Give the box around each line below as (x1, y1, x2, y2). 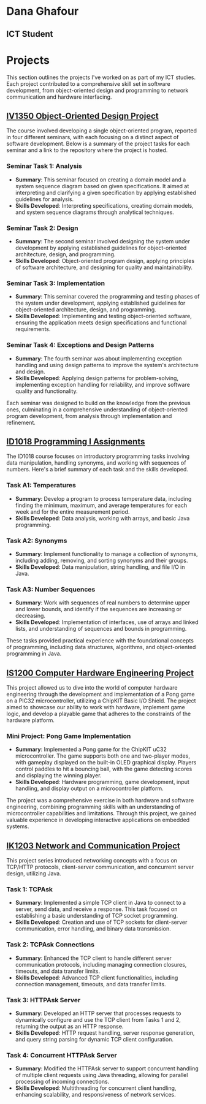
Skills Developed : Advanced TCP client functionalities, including (15, 973, 178, 981)
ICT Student (6, 29, 53, 39)
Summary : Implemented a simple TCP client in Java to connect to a (15, 899, 186, 907)
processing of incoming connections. (15, 1078, 110, 1086)
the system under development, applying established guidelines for (15, 299, 186, 307)
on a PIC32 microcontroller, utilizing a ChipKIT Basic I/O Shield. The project (6, 697, 196, 704)
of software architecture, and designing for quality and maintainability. (15, 264, 193, 271)
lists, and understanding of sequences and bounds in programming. (15, 625, 187, 633)
